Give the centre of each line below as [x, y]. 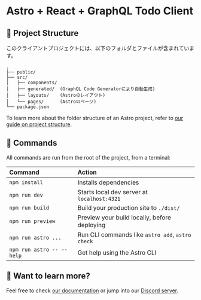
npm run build [29, 208]
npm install [26, 182]
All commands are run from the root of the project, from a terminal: [88, 157]
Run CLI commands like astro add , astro [134, 234]
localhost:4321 [99, 199]
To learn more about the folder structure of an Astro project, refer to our [95, 118]
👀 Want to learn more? [48, 276]
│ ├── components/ [32, 82]
